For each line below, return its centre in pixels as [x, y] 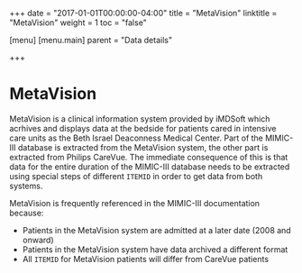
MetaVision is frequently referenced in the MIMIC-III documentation [134, 203]
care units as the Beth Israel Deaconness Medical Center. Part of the [137, 138]
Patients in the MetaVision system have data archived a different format [155, 249]
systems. [26, 186]
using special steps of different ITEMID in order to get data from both [136, 176]
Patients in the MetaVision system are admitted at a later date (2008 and [156, 230]
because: [27, 213]
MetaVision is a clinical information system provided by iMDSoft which [140, 118]
